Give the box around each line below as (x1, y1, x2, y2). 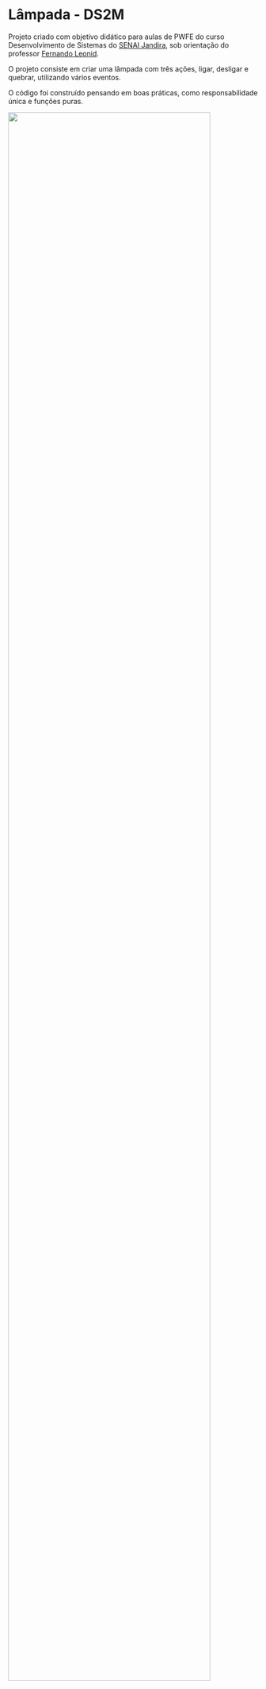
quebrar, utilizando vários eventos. (8, 72, 121, 82)
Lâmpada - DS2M (8, 6, 125, 24)
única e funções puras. (8, 96, 83, 106)
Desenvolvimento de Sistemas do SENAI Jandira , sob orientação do (8, 40, 230, 49)
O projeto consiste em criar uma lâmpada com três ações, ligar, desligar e (8, 64, 249, 73)
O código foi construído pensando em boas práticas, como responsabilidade (8, 87, 258, 97)
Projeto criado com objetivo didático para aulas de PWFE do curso (8, 32, 225, 41)
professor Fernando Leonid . (8, 48, 99, 58)
